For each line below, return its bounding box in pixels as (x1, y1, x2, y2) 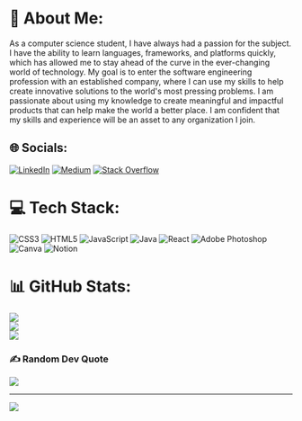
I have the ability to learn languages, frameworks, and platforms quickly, (9, 47, 277, 58)
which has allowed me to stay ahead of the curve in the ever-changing (9, 57, 271, 67)
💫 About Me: (9, 8, 104, 29)
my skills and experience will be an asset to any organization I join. (9, 114, 256, 125)
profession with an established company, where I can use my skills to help (9, 76, 285, 86)
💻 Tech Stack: (9, 197, 120, 218)
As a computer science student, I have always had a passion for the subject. (9, 38, 292, 49)
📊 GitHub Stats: (9, 276, 132, 296)
